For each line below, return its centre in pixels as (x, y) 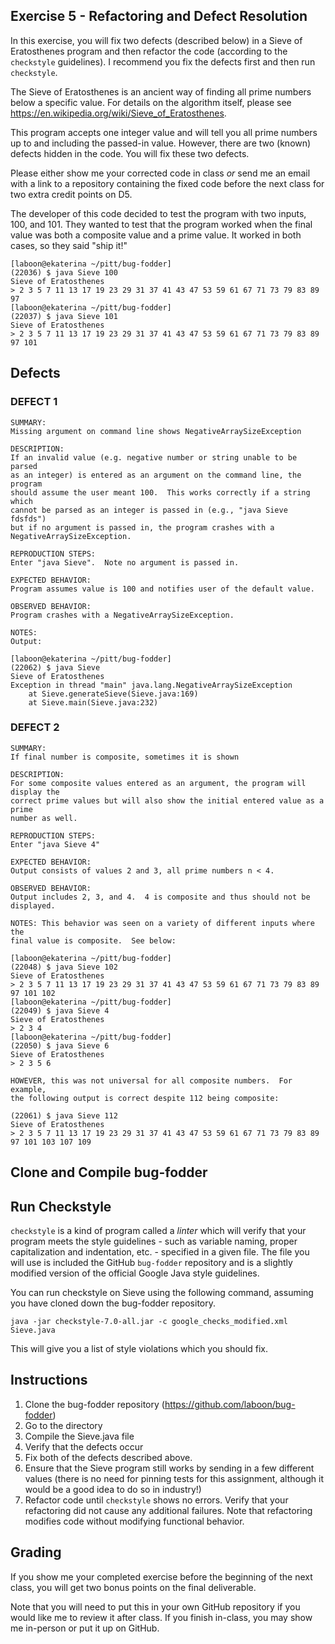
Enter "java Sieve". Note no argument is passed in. (125, 562)
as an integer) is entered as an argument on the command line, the (156, 475)
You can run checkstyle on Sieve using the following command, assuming (162, 1292)
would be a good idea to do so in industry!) (113, 1489)
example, (28, 1089)
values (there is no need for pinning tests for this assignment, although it (174, 1478)
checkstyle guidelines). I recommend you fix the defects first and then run (163, 61)
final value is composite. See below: (93, 940)
